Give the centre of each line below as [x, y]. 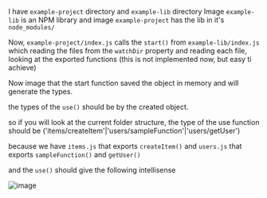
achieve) [23, 68]
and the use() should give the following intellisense [92, 170]
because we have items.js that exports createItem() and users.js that [125, 146]
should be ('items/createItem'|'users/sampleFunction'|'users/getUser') [124, 131]
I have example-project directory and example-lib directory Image [116, 12]
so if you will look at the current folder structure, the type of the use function [134, 122]
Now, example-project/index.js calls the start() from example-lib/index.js [134, 42]
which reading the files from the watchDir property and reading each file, [128, 50]
